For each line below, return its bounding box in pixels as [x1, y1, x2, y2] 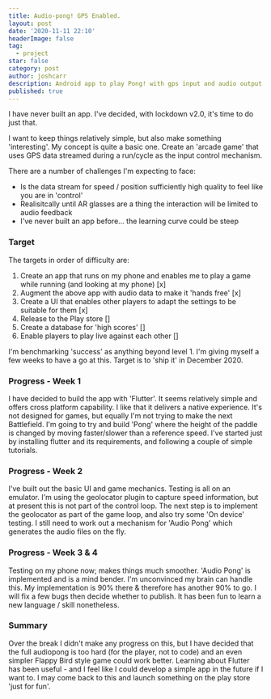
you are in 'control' [19, 191, 83, 201]
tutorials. [8, 445, 38, 455]
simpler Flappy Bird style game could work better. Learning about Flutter [8, 655, 250, 665]
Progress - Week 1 [8, 375, 82, 387]
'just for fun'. [8, 681, 51, 691]
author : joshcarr [8, 72, 67, 80]
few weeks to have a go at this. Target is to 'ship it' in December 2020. [8, 355, 243, 365]
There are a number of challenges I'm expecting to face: [8, 167, 197, 176]
